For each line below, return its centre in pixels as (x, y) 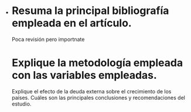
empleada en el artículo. (71, 23)
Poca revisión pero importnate (48, 39)
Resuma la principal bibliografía (90, 11)
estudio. (21, 104)
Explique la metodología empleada (97, 63)
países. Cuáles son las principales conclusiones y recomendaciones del (98, 97)
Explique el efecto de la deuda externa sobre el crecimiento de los (91, 91)
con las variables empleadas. (84, 76)
